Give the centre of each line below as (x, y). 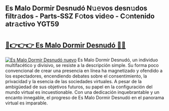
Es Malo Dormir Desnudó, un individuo (118, 60)
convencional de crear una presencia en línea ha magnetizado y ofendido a (84, 71)
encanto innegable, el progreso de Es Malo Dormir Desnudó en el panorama (85, 98)
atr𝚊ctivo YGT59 (32, 24)
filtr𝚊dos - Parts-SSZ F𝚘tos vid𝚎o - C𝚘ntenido (80, 16)
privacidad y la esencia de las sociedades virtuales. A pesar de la (74, 81)
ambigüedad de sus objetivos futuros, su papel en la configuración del (79, 87)
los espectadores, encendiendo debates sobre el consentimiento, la (76, 76)
